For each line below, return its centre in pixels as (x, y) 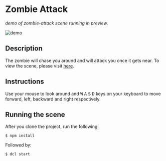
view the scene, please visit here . (40, 65)
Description (24, 48)
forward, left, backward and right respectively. (53, 99)
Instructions (25, 82)
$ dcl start (18, 154)
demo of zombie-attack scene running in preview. (57, 23)
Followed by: (18, 145)
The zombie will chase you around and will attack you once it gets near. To (82, 60)
